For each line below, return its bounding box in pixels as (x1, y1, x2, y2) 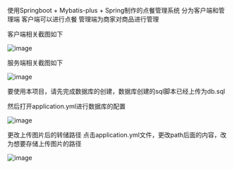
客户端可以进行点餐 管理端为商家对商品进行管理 (20, 15, 159, 23)
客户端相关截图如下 (7, 30, 63, 38)
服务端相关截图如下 (7, 58, 63, 67)
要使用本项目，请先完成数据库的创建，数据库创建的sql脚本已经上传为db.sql (7, 87, 226, 95)
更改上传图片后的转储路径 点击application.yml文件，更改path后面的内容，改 (7, 131, 227, 139)
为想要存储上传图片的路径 (7, 139, 82, 148)
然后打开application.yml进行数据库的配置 (7, 102, 125, 111)
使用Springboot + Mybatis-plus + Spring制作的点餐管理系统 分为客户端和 (7, 6, 219, 14)
